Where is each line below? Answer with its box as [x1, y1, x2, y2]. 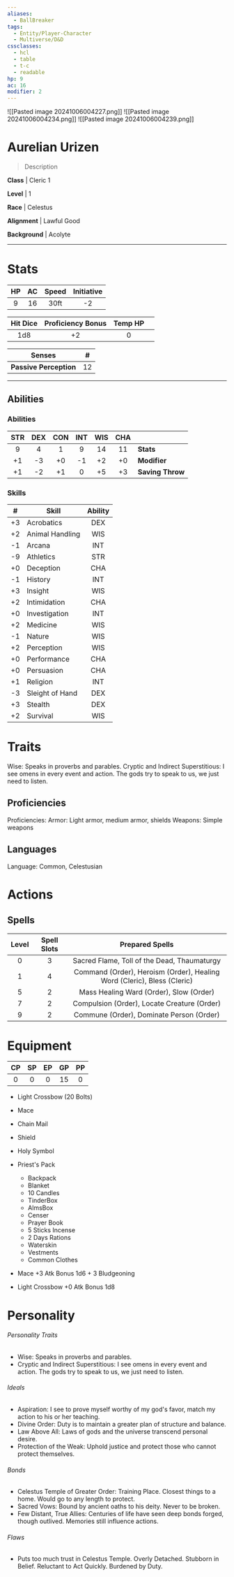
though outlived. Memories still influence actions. [17, 1517, 159, 1525]
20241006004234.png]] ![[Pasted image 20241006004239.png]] [7, 115, 194, 123]
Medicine [26, 620, 57, 629]
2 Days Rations [27, 1234, 71, 1242]
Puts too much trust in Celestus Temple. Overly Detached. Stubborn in [17, 1555, 219, 1563]
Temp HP [114, 319, 145, 328]
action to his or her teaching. [17, 1413, 100, 1421]
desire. [17, 1435, 38, 1443]
